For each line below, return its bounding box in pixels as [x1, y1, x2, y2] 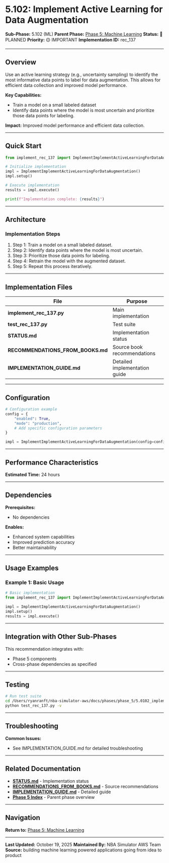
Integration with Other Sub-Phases [5, 632, 117, 641]
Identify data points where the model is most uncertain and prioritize [12, 107, 154, 113]
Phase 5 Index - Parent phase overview [12, 794, 95, 800]
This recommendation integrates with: [5, 646, 84, 652]
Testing [5, 680, 30, 689]
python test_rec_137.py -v [5, 703, 62, 708]
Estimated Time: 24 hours [5, 471, 60, 477]
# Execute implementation [5, 183, 59, 188]
